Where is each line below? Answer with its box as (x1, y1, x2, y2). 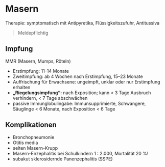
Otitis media (12, 140, 38, 146)
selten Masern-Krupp (12, 145, 58, 151)
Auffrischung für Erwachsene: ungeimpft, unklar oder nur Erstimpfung (12, 78, 160, 85)
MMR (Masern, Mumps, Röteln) (5, 58, 71, 64)
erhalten (12, 84, 31, 90)
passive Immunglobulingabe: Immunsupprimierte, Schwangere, (12, 100, 146, 106)
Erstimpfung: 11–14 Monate (12, 68, 69, 74)
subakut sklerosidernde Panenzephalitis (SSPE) (12, 156, 113, 162)
